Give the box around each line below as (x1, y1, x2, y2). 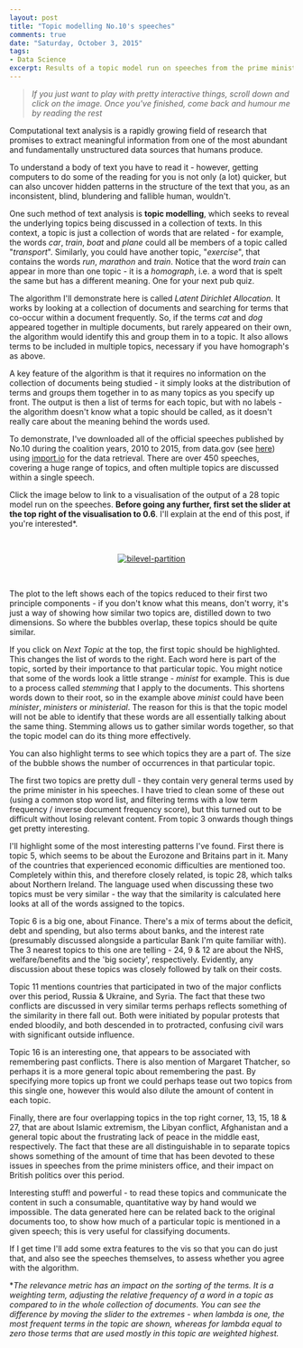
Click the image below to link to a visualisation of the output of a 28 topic (9, 489, 280, 500)
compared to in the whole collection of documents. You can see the (9, 1298, 262, 1310)
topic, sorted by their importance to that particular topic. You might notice (9, 663, 283, 674)
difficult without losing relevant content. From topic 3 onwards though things (9, 813, 294, 824)
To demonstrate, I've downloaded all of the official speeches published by (9, 433, 284, 444)
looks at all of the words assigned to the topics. (9, 898, 185, 909)
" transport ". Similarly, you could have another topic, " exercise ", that (9, 246, 261, 257)
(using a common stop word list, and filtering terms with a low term (9, 794, 259, 805)
